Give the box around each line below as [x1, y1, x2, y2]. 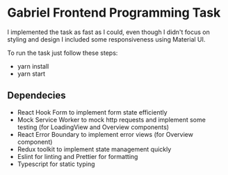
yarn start [17, 69, 46, 78]
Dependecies [7, 90, 66, 101]
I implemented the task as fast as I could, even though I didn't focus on [7, 28, 211, 36]
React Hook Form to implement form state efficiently [17, 108, 168, 116]
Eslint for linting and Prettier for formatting [17, 152, 138, 160]
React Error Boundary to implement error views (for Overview [17, 130, 193, 138]
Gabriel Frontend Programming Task [7, 5, 221, 21]
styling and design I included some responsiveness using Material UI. [7, 35, 206, 43]
